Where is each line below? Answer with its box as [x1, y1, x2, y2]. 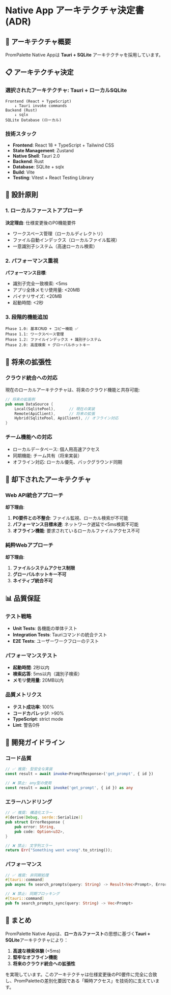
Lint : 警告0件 [12, 722, 40, 728]
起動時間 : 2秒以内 [12, 665, 50, 671]
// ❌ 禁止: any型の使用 [5, 781, 52, 786]
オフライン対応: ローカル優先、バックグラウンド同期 [12, 459, 123, 465]
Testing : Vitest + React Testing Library [12, 174, 94, 181]
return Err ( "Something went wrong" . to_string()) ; [5, 848, 113, 853]
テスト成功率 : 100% [12, 703, 54, 710]
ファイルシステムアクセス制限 [12, 565, 75, 571]
